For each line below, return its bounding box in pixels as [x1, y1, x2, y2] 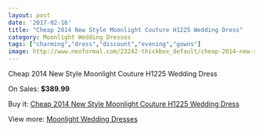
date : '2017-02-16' [8, 19, 72, 27]
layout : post [8, 11, 51, 19]
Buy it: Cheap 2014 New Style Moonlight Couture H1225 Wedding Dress [8, 99, 240, 108]
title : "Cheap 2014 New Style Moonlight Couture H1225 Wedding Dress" [8, 26, 243, 34]
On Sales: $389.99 [8, 84, 70, 94]
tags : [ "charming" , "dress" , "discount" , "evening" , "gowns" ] [8, 41, 201, 48]
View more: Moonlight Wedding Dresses [8, 115, 139, 123]
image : [8, 48, 30, 55]
